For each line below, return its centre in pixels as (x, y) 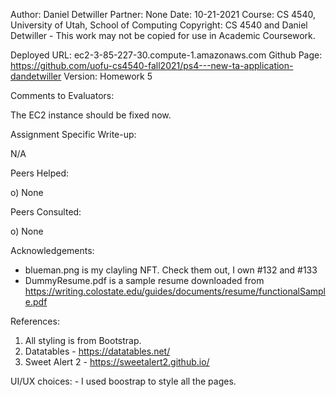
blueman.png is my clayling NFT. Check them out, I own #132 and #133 (171, 270)
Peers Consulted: (46, 212)
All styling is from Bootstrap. (83, 340)
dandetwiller (36, 76)
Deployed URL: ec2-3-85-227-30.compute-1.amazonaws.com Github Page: (166, 55)
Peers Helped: (40, 173)
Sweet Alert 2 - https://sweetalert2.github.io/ (117, 362)
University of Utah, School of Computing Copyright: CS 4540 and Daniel (159, 25)
